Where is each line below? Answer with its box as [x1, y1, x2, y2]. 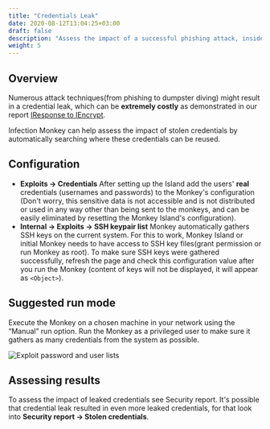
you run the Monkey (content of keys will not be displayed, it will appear [19, 264, 259, 274]
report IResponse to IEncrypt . [8, 109, 106, 119]
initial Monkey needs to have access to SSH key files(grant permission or [19, 238, 262, 248]
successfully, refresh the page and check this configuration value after [19, 255, 255, 266]
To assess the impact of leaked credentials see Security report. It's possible [8, 395, 260, 405]
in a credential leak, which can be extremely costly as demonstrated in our [8, 101, 257, 111]
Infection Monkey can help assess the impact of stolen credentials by [8, 126, 239, 135]
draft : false [8, 27, 52, 35]
